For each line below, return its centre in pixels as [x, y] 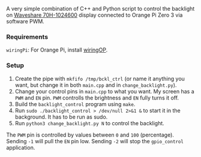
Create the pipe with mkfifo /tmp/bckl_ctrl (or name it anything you [100, 78]
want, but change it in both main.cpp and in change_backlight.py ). [96, 85]
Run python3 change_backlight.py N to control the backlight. [90, 123]
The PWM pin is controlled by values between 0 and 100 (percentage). [90, 135]
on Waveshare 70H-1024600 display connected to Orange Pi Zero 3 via [94, 15]
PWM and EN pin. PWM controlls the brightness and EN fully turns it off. [97, 98]
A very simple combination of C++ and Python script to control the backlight [100, 9]
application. [21, 147]
